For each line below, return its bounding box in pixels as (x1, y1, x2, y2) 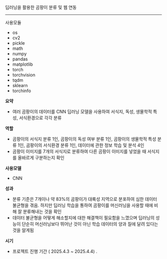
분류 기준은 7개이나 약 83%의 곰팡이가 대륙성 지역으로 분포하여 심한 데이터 (12, 196, 158, 202)
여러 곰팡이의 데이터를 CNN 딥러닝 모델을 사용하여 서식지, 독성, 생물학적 (12, 109, 153, 115)
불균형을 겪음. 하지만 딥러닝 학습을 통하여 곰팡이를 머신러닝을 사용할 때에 (12, 202, 153, 208)
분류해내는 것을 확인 (23, 209, 62, 214)
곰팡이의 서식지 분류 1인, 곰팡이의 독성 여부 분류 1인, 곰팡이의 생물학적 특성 (12, 136, 157, 142)
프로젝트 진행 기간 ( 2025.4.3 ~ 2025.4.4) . (12, 249, 98, 254)
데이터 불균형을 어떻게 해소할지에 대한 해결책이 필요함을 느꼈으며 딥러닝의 (12, 215, 155, 221)
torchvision (12, 72, 36, 78)
